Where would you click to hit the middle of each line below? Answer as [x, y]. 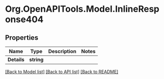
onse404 [24, 19]
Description [62, 51]
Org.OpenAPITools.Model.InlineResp [82, 9]
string [36, 60]
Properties [22, 38]
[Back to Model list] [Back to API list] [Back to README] [62, 72]
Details [16, 60]
